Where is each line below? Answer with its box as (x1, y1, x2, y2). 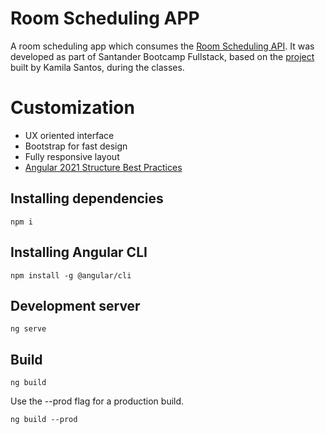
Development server (10, 297, 141, 314)
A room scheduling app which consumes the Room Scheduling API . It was (10, 40, 315, 52)
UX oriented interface (24, 129, 115, 141)
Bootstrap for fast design (24, 140, 128, 152)
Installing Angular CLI (10, 244, 148, 261)
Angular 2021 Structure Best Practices (24, 161, 183, 173)
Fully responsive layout (24, 150, 120, 162)
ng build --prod (10, 415, 78, 425)
